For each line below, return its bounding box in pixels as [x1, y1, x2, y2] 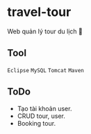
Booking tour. [17, 119, 56, 127]
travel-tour [7, 4, 72, 20]
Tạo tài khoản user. [17, 104, 72, 112]
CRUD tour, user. [17, 112, 66, 120]
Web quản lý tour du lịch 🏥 [7, 27, 83, 35]
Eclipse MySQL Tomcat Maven [7, 67, 85, 74]
